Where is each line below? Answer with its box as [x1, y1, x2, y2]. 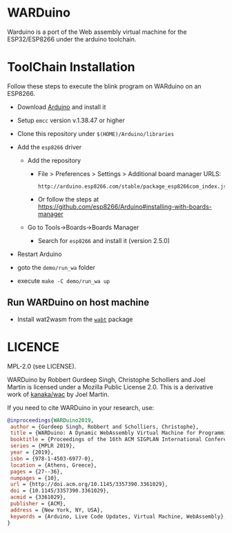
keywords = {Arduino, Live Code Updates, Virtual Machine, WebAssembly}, [10, 513, 227, 520]
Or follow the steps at [37, 195, 99, 203]
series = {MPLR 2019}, [10, 443, 76, 449]
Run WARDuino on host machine [7, 297, 150, 309]
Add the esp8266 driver [17, 143, 81, 151]
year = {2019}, [10, 449, 54, 456]
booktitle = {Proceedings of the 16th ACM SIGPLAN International [10, 436, 202, 443]
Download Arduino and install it [17, 102, 106, 111]
